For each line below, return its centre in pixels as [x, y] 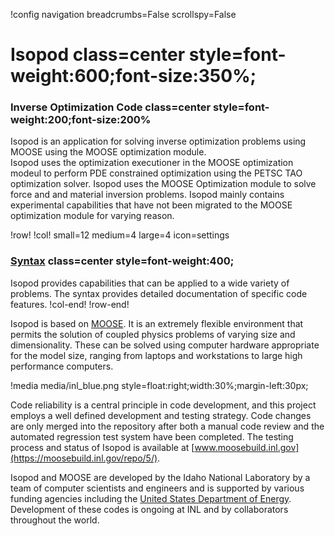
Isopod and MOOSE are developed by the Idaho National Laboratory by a [160, 477]
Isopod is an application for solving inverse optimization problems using [158, 141]
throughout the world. [55, 520]
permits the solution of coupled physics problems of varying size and [153, 334]
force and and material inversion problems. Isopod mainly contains [147, 195]
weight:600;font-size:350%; [133, 76]
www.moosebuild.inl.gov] [247, 447]
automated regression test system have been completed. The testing [152, 436]
